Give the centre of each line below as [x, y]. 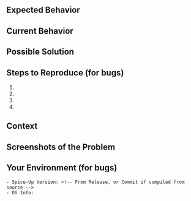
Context [22, 126]
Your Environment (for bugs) [62, 168]
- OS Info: [20, 192]
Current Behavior [40, 31]
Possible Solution [40, 52]
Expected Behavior [43, 10]
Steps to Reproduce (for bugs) [65, 73]
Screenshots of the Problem [61, 147]
